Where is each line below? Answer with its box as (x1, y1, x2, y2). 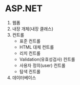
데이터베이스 (12, 74, 37, 81)
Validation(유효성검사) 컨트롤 (19, 56, 76, 62)
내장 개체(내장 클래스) (12, 25, 54, 32)
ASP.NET (5, 3, 43, 14)
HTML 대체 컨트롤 (19, 44, 54, 50)
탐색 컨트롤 (19, 68, 40, 74)
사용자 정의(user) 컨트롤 (19, 62, 66, 68)
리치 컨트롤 (19, 50, 40, 56)
